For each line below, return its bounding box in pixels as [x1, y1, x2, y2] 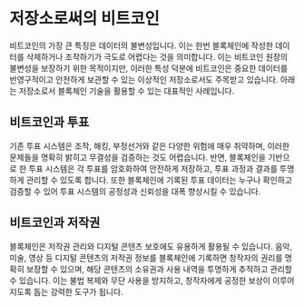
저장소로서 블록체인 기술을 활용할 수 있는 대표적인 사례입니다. [18, 85, 235, 96]
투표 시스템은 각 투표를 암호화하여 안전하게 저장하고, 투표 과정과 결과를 [28, 163, 279, 173]
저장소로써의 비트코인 [9, 8, 161, 29]
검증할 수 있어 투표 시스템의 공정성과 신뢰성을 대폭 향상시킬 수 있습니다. [9, 185, 261, 196]
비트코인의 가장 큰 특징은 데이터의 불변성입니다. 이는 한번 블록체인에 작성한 [9, 40, 274, 51]
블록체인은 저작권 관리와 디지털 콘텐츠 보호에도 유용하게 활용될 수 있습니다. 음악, [9, 241, 293, 252]
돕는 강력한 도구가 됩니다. [33, 286, 124, 297]
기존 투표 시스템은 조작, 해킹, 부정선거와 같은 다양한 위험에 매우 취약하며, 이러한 [9, 140, 290, 151]
